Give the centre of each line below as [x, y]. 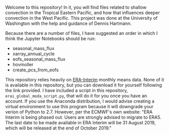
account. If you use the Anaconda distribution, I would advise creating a [80, 101]
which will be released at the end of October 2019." [59, 128]
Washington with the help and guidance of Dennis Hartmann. [69, 23]
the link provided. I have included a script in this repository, [67, 90]
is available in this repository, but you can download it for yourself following [84, 85]
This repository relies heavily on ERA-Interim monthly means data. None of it [85, 80]
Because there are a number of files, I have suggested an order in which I [81, 33]
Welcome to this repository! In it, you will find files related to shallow [76, 7]
